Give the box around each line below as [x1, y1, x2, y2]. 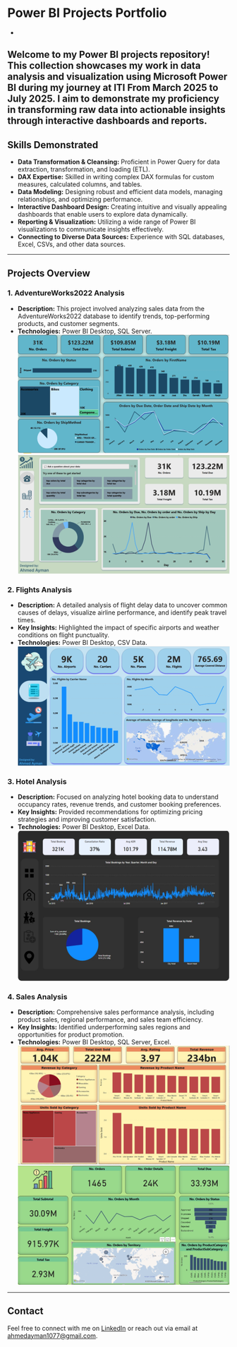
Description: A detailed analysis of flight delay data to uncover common [17, 601, 228, 610]
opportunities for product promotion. [17, 1030, 125, 1039]
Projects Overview [7, 267, 90, 279]
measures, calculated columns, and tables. [17, 180, 142, 188]
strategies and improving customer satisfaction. [17, 815, 157, 823]
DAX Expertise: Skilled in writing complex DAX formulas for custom [17, 173, 214, 181]
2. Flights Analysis [7, 585, 73, 595]
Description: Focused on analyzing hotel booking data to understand [17, 792, 219, 802]
